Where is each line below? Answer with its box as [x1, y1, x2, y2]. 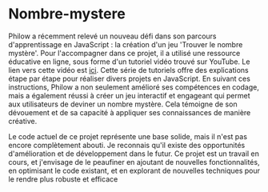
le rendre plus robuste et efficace [8, 174, 118, 184]
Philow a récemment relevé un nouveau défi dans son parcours [8, 31, 217, 41]
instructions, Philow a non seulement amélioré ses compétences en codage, [8, 82, 260, 92]
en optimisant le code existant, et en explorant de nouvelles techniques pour [8, 166, 261, 175]
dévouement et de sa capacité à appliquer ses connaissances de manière [8, 107, 251, 117]
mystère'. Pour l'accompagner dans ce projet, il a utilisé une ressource [8, 48, 241, 58]
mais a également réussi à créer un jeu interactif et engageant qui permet [8, 90, 250, 100]
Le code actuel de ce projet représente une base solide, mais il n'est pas [8, 131, 248, 141]
